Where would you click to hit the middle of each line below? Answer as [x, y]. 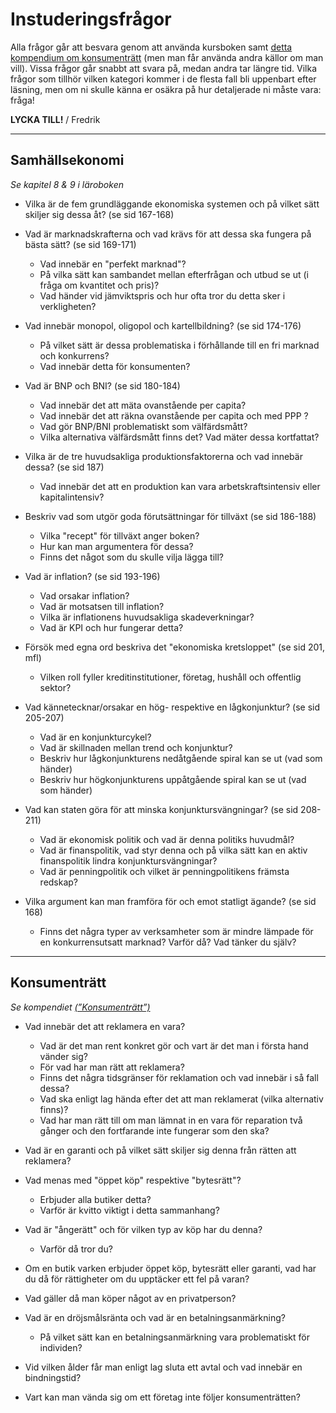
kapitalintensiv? [72, 497]
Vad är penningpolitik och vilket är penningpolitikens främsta [164, 871]
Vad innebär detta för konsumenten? [115, 366]
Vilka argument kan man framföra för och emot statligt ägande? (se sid [170, 901]
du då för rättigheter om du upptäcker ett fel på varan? [137, 1279]
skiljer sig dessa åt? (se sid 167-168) [99, 214]
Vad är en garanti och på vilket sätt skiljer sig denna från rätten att [160, 1150]
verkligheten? [68, 306]
